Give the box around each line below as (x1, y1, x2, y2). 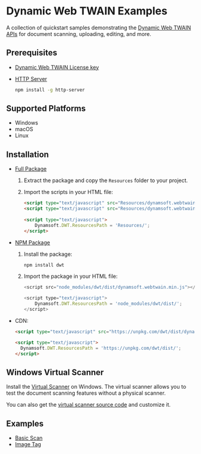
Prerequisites (6, 48, 57, 58)
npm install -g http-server (14, 87, 85, 93)
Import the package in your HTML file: (23, 273, 118, 280)
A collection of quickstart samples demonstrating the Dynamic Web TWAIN (6, 24, 191, 31)
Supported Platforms (6, 104, 86, 114)
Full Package (14, 165, 47, 172)
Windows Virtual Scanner (6, 367, 104, 377)
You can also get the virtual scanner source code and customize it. (6, 401, 171, 408)
